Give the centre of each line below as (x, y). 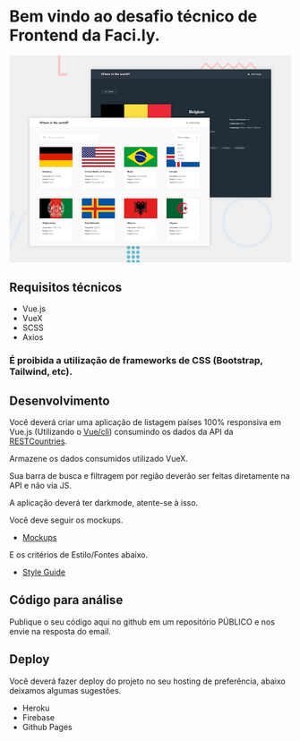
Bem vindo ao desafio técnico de (133, 17)
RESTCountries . (39, 441)
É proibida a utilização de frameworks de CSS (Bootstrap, (136, 361)
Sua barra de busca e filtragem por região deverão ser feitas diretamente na (150, 476)
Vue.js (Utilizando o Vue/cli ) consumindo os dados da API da (121, 432)
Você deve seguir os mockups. (66, 520)
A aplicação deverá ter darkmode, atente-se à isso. (104, 503)
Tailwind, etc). (41, 371)
